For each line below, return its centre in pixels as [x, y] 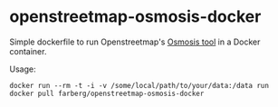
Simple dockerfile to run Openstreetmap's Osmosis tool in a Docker [135, 42]
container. [28, 51]
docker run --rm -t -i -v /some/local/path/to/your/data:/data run [139, 85]
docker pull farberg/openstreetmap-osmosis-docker [107, 93]
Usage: [23, 69]
